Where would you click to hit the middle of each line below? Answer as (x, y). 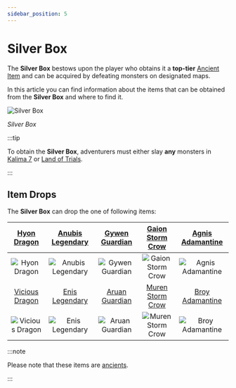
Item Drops (32, 194)
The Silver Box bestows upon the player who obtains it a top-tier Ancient (113, 68)
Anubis (70, 233)
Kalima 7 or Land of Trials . (45, 158)
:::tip (14, 137)
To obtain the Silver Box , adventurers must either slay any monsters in (110, 151)
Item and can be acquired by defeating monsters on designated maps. (109, 75)
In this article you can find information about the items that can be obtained (116, 89)
